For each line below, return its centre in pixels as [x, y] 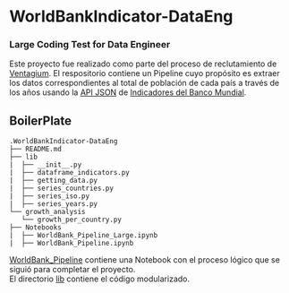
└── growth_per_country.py [72, 220]
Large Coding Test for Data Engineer [90, 45]
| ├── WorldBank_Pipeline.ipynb [72, 244]
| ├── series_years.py [54, 204]
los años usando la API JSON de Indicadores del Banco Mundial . [128, 92]
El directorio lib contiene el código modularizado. [100, 279]
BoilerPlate [41, 121]
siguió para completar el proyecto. [72, 270]
